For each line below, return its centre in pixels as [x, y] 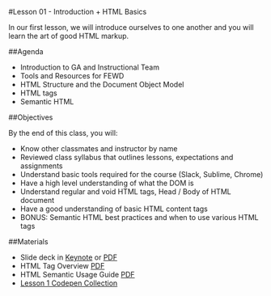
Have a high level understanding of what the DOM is [107, 183]
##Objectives [31, 117]
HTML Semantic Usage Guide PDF [77, 275]
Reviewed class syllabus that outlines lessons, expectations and [127, 157]
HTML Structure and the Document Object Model [102, 85]
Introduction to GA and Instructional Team [90, 67]
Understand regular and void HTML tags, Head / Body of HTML [126, 192]
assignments [41, 166]
